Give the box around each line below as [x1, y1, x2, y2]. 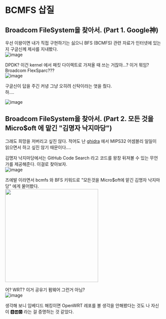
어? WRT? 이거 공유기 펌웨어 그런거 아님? [5, 286, 85, 293]
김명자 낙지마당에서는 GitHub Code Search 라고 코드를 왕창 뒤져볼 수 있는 [5, 155, 149, 161]
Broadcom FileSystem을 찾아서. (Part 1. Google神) [5, 26, 159, 34]
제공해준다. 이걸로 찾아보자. [14, 161, 68, 167]
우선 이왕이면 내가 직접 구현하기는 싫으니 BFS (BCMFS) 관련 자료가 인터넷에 [5, 40, 152, 46]
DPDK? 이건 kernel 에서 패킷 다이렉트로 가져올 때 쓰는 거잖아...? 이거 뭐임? [5, 62, 150, 67]
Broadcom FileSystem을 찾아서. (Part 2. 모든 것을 [5, 115, 154, 123]
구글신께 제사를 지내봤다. [10, 46, 58, 52]
